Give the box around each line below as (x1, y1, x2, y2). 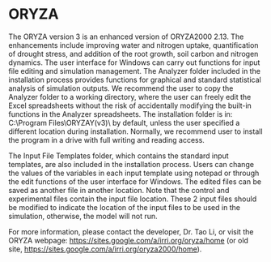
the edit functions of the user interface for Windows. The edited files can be (8, 176, 261, 187)
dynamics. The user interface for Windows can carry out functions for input (8, 58, 260, 67)
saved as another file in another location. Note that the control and (8, 185, 230, 195)
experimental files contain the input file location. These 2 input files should (8, 194, 257, 204)
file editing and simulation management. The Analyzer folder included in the (8, 66, 261, 75)
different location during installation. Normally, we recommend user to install (8, 127, 263, 136)
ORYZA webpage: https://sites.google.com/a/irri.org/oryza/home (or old (8, 235, 249, 245)
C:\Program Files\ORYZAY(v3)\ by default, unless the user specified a (8, 118, 240, 127)
